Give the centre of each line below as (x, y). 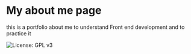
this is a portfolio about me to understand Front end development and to (95, 27)
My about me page (54, 10)
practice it (19, 33)
